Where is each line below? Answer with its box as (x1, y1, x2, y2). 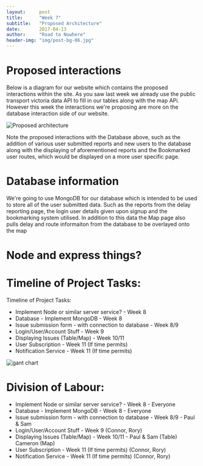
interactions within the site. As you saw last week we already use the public (6, 90, 196, 98)
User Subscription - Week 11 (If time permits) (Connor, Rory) (15, 446, 166, 453)
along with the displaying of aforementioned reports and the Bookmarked (6, 146, 191, 153)
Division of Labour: (6, 380, 105, 395)
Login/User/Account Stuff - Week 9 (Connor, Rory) (15, 426, 143, 434)
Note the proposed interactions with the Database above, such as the (6, 133, 181, 140)
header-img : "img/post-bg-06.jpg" (6, 37, 94, 43)
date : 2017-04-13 (6, 26, 67, 32)
